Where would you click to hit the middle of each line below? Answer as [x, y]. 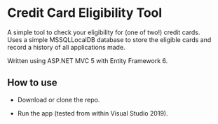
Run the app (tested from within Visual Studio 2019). [93, 113]
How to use [32, 83]
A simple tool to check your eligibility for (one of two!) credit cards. [104, 32]
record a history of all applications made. [66, 47]
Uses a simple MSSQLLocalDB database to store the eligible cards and [109, 39]
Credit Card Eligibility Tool [85, 13]
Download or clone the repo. [59, 99]
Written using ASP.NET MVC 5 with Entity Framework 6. [88, 60]
